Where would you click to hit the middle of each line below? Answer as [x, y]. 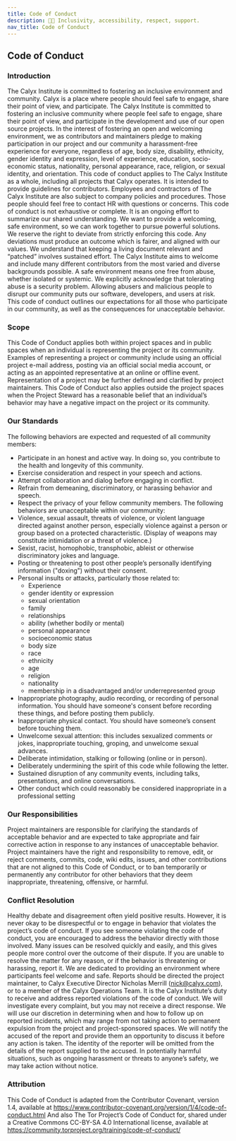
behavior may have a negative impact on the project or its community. [108, 403]
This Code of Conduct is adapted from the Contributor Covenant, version [113, 1099]
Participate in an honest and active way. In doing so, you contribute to [119, 457]
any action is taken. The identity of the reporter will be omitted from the [111, 1043]
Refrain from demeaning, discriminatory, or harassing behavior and [115, 488]
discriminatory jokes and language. [68, 555]
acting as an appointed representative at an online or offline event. [104, 373]
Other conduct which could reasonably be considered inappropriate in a [122, 788]
